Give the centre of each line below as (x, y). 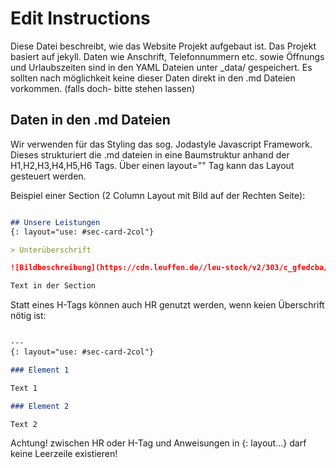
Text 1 (24, 388)
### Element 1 (40, 370)
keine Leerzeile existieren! (64, 454)
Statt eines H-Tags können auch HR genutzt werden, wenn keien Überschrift (167, 305)
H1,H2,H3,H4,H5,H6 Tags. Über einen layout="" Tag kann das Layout (152, 165)
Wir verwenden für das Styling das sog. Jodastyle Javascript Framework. (161, 144)
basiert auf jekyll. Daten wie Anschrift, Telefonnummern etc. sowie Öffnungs (167, 56)
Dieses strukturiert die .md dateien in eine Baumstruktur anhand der (150, 154)
